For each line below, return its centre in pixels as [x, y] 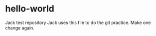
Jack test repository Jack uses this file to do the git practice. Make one [78, 22]
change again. [20, 27]
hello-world [30, 9]
